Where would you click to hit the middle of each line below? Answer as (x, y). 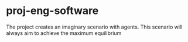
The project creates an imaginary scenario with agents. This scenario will (94, 27)
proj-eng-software (52, 11)
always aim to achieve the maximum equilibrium (64, 33)
